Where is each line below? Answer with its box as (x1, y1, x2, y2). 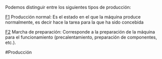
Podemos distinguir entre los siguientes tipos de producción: (5, 4, 131, 10)
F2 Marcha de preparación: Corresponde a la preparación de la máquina (5, 29, 155, 34)
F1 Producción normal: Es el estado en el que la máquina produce (5, 14, 141, 19)
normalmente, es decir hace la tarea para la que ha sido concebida (5, 19, 144, 25)
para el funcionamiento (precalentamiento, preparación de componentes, (5, 34, 157, 40)
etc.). (5, 39, 16, 45)
